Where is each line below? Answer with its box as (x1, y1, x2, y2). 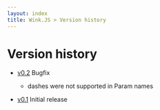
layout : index (7, 10, 48, 17)
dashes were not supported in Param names (27, 82, 154, 90)
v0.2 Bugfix (17, 69, 50, 77)
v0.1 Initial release (17, 96, 68, 104)
